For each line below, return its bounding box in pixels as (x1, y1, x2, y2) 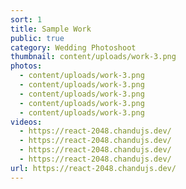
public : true (10, 33, 65, 43)
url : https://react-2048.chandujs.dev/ (10, 163, 177, 173)
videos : (10, 117, 43, 127)
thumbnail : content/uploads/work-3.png (10, 52, 177, 62)
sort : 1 (10, 14, 43, 25)
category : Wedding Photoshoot (10, 42, 137, 53)
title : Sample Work (10, 24, 92, 34)
